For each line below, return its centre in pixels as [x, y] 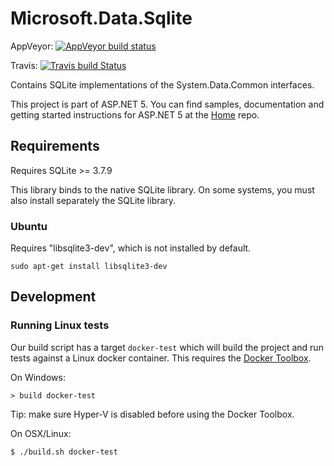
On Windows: [38, 377]
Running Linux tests [60, 325]
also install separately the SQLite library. [93, 200]
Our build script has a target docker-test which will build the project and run [167, 347]
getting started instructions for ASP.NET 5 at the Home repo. [135, 114]
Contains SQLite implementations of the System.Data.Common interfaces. [162, 84]
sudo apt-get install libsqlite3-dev [89, 267]
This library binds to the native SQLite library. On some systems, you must [162, 189]
